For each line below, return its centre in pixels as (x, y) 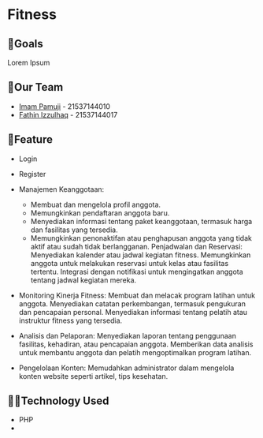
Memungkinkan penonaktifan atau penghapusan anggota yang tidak (141, 238)
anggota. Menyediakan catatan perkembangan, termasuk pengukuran (132, 303)
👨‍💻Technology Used (58, 401)
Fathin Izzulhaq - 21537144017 (68, 114)
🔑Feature (30, 140)
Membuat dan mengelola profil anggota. (96, 204)
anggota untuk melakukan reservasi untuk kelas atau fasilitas (130, 263)
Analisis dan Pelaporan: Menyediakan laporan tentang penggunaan (128, 335)
